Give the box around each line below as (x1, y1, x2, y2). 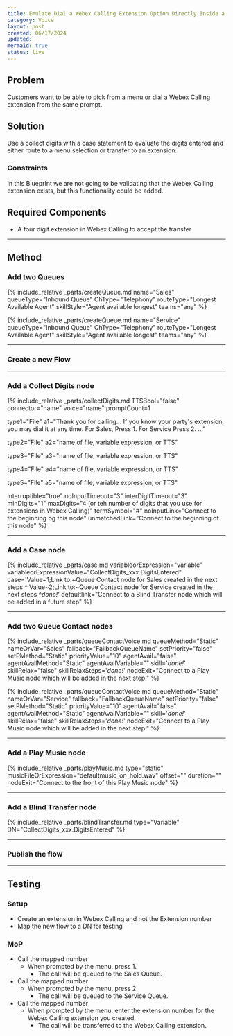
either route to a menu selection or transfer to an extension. (7, 146, 178, 155)
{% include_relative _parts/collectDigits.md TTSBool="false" (7, 396, 180, 405)
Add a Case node (7, 545, 66, 554)
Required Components (7, 207, 107, 218)
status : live (7, 49, 45, 56)
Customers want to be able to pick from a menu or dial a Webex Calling (7, 93, 211, 101)
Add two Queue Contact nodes (7, 622, 113, 631)
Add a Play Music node (7, 748, 86, 757)
